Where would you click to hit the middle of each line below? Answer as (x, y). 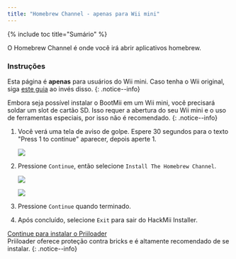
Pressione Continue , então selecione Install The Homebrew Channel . (117, 166)
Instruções (27, 66)
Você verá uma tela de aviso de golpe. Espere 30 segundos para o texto (123, 131)
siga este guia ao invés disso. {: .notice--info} (74, 88)
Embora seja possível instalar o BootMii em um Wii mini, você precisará (111, 103)
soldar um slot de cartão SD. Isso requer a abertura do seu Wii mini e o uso (117, 110)
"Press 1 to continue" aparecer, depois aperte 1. (87, 139)
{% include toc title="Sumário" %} (57, 34)
